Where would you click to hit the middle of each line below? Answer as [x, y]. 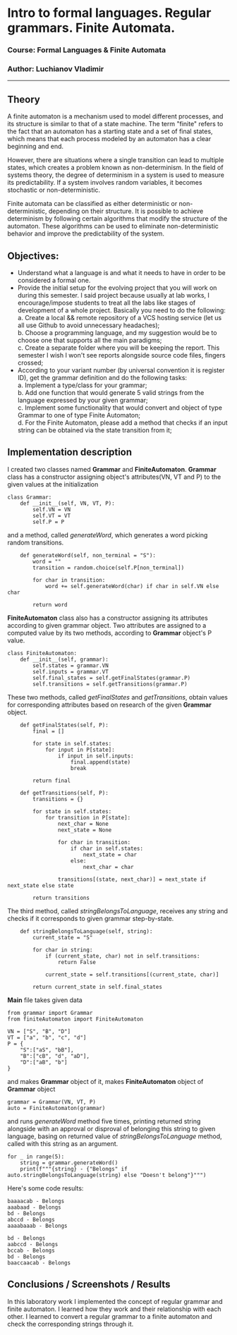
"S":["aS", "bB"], [47, 1050]
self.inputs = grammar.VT [71, 671]
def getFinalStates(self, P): [65, 725]
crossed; [30, 363]
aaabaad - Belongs [34, 1207]
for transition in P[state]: [88, 817]
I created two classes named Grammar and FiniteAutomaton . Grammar [112, 469]
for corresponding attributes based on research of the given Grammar [109, 705]
